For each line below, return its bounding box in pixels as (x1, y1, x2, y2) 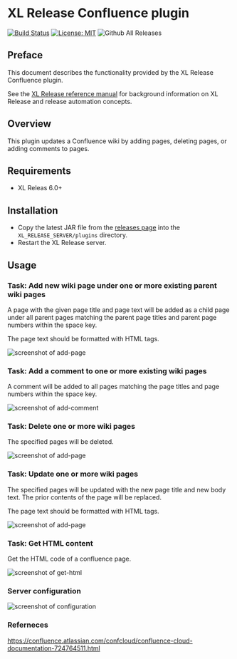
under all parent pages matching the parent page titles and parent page (7, 313, 217, 321)
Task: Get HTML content (7, 538, 94, 548)
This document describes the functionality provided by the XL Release (7, 68, 214, 76)
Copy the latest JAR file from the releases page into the (17, 223, 180, 232)
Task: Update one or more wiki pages (7, 469, 139, 479)
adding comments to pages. (7, 144, 90, 152)
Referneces (7, 620, 48, 630)
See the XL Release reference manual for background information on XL (7, 89, 218, 98)
